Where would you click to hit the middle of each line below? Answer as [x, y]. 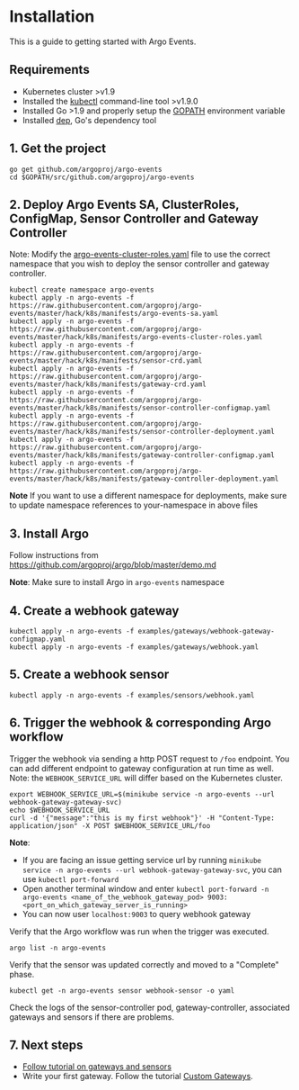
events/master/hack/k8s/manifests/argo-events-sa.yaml [114, 314]
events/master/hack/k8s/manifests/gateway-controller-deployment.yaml [144, 479]
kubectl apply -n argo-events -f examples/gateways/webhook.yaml [134, 647]
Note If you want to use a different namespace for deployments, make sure [148, 496]
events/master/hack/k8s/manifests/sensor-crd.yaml [106, 361]
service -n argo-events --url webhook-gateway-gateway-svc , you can [152, 869]
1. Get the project [58, 149]
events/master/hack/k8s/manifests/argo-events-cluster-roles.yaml [136, 338]
